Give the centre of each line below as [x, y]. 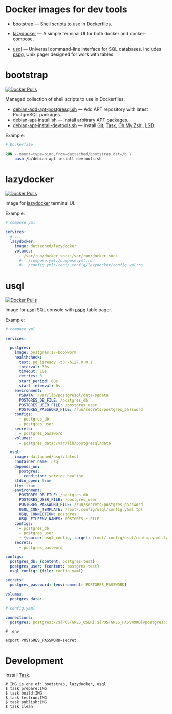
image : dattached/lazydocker [46, 246]
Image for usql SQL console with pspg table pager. [59, 310]
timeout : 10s [33, 372]
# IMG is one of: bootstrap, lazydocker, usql [56, 684]
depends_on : [27, 467]
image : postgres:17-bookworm [46, 352]
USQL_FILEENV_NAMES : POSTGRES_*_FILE [59, 519]
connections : [19, 617]
